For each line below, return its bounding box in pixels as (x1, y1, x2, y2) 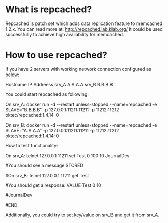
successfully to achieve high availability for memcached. (5, 31, 124, 37)
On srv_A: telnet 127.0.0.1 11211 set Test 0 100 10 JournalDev (5, 152, 130, 159)
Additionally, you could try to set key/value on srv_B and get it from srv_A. (5, 212, 159, 218)
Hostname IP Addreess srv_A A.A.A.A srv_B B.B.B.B (5, 81, 113, 87)
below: (5, 71, 19, 78)
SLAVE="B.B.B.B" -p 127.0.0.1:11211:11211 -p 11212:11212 (5, 106, 119, 113)
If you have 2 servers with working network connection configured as (5, 66, 151, 72)
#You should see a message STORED (5, 162, 84, 168)
